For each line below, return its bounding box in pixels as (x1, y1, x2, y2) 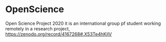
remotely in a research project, (5, 25, 70, 31)
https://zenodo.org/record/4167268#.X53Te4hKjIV (5, 31, 112, 37)
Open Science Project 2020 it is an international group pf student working (5, 20, 161, 26)
